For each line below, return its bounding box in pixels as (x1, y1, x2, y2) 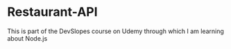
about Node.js (7, 34, 48, 42)
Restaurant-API (7, 4, 99, 20)
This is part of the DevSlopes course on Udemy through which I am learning (7, 27, 224, 35)
